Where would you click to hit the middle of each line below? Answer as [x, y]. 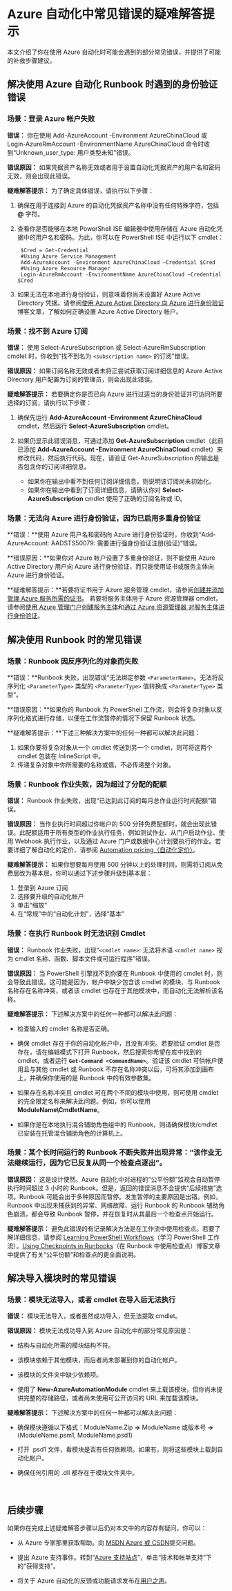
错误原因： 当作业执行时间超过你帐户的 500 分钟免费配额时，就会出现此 [109, 824]
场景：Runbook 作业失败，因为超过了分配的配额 [87, 784]
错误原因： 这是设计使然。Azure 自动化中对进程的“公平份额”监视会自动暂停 [114, 1179]
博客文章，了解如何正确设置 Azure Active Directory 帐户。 [99, 311]
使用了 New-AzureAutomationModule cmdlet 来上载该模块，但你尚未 [117, 1389]
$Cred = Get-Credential [55, 250]
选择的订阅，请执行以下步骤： [49, 402]
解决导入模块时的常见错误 [61, 1278]
